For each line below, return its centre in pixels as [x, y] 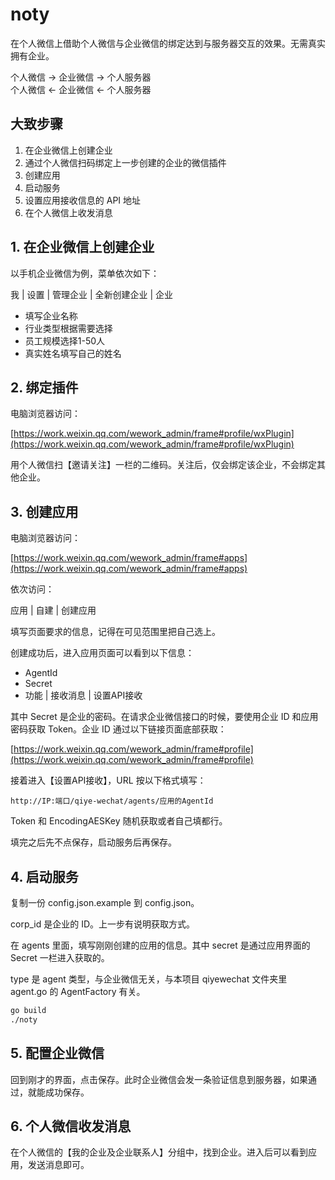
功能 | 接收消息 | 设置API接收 [83, 695]
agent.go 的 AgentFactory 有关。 [78, 991]
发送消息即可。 [58, 1165]
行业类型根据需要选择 [68, 328]
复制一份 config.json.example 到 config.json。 [105, 902]
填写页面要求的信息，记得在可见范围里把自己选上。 [115, 632]
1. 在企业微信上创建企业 [82, 247]
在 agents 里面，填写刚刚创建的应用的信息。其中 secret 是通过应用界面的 [160, 945]
